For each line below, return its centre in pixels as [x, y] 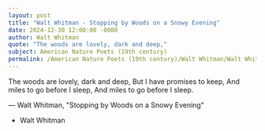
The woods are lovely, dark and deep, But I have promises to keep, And [124, 81]
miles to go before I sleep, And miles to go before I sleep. [101, 89]
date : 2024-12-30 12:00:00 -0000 [63, 30]
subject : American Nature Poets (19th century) [88, 52]
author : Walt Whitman [44, 37]
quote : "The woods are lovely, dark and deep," [88, 45]
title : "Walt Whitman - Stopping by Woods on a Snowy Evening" [114, 23]
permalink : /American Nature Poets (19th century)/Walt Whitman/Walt [125, 60]
